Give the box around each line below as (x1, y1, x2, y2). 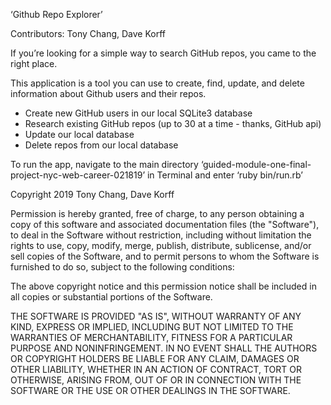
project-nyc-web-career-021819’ (10, 169, 146, 181)
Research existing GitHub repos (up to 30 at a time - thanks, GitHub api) (24, 118, 322, 129)
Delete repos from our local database (24, 139, 179, 151)
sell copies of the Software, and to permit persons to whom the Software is (10, 250, 320, 262)
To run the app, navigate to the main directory (10, 159, 199, 170)
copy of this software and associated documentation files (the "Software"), (10, 219, 320, 230)
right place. (10, 58, 58, 69)
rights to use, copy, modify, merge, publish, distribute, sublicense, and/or (10, 240, 312, 251)
